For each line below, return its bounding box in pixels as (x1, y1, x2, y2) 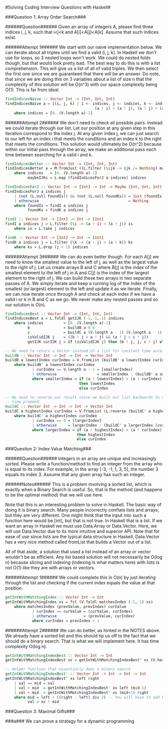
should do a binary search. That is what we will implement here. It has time (5, 638, 159, 644)
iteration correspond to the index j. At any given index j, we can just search (5, 130, 159, 136)
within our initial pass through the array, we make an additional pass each (5, 146, 156, 152)
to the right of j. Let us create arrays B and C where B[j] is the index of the (5, 264, 157, 270)
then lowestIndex (79, 381, 115, 386)
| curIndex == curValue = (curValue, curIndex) (31, 609, 133, 614)
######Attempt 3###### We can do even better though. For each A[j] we (5, 254, 159, 260)
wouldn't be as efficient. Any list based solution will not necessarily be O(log (5, 554, 162, 560)
